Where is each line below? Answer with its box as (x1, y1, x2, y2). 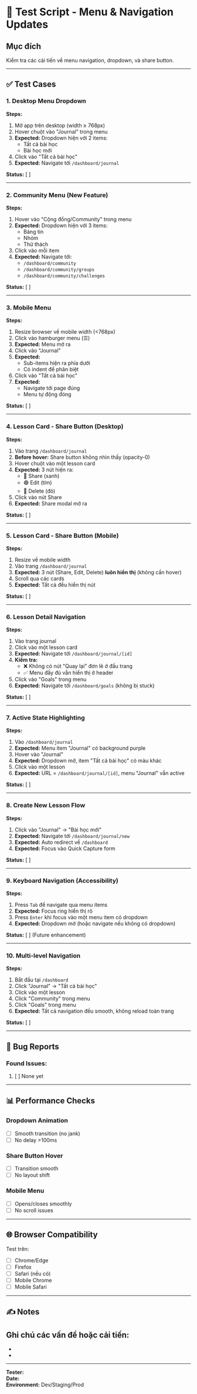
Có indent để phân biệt (23, 366, 79, 373)
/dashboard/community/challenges (23, 273, 106, 279)
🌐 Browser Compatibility (6, 1230, 98, 1240)
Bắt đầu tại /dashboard (14, 976, 69, 983)
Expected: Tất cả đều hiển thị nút (14, 581, 96, 588)
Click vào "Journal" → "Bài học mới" (14, 826, 102, 833)
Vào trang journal (14, 638, 57, 645)
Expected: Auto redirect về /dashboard (14, 839, 108, 846)
